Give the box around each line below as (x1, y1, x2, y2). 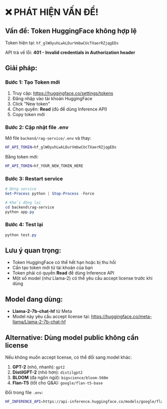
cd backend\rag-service (5, 205, 55, 210)
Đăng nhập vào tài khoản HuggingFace (12, 95, 93, 101)
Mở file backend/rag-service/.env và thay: (5, 135, 91, 141)
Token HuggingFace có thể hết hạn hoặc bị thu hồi (12, 260, 116, 266)
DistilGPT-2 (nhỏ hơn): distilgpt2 (12, 369, 83, 375)
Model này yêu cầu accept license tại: (12, 313, 90, 320)
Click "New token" (12, 101, 50, 107)
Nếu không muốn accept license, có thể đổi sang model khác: (5, 354, 132, 360)
